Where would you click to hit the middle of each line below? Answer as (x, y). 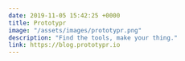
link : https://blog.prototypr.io (64, 45)
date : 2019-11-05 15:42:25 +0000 (64, 15)
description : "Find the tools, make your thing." (93, 38)
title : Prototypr (37, 23)
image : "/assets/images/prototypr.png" (75, 30)
